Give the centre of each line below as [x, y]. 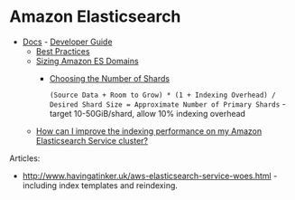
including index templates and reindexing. [100, 185]
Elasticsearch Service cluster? [92, 140]
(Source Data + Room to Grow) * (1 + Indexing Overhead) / [163, 95]
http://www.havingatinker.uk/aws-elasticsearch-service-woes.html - [150, 176]
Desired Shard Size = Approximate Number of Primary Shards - [167, 104]
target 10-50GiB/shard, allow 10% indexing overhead [147, 113]
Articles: [25, 158]
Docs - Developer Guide [67, 42]
